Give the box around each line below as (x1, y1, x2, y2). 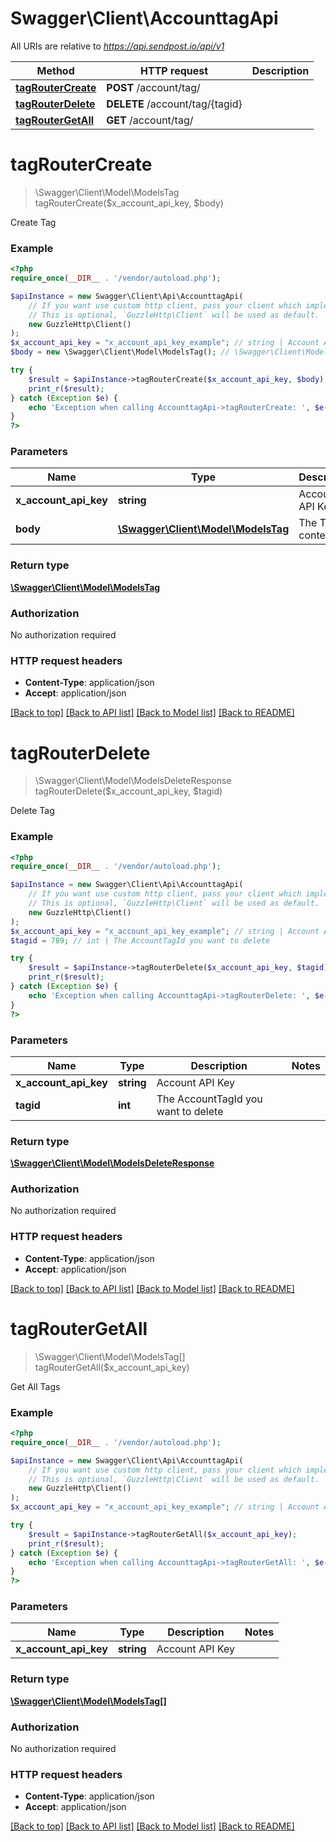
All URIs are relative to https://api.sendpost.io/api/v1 (10, 40, 225, 52)
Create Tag (10, 216, 57, 228)
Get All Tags (10, 1380, 61, 1392)
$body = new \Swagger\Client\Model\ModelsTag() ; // (10, 347, 230, 357)
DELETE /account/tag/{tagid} (106, 97, 243, 111)
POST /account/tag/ (106, 80, 201, 94)
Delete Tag (10, 805, 55, 817)
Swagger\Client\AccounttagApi (10, 7, 279, 30)
